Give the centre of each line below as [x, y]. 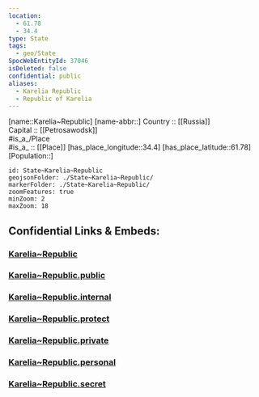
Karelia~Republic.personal [62, 362]
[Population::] [31, 156]
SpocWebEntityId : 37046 [49, 61]
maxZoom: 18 [28, 206]
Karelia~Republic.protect [59, 319]
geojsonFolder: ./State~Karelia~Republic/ [81, 178]
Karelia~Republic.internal [60, 298]
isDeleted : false [38, 69]
